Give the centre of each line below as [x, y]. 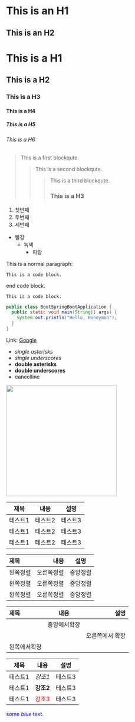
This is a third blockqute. [80, 181]
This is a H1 [34, 58]
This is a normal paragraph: [39, 264]
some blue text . [25, 714]
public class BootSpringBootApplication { [59, 307]
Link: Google [22, 340]
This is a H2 [28, 80]
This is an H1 [37, 11]
